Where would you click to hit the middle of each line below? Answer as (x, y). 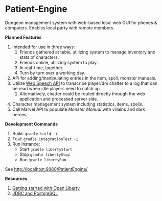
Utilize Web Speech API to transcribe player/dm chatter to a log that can (85, 83)
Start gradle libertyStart (46, 149)
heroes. (20, 114)
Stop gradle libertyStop (45, 154)
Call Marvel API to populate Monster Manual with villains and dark (79, 109)
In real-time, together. (41, 68)
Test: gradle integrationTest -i (45, 139)
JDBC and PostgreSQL (35, 193)
